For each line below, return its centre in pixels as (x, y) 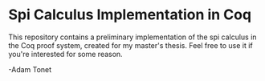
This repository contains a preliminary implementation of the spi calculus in (132, 37)
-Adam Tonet (30, 69)
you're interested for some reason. (65, 54)
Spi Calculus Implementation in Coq (130, 15)
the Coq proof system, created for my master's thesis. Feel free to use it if (130, 45)
